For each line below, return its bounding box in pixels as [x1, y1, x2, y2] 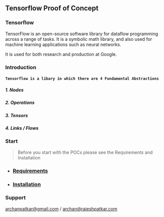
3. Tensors [5, 112, 28, 118]
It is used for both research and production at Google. [5, 51, 117, 57]
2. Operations [5, 99, 35, 105]
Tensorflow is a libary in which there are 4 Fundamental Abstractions [5, 76, 159, 81]
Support [5, 194, 26, 201]
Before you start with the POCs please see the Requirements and [17, 149, 153, 155]
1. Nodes [5, 87, 24, 93]
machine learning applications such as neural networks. [5, 41, 122, 47]
